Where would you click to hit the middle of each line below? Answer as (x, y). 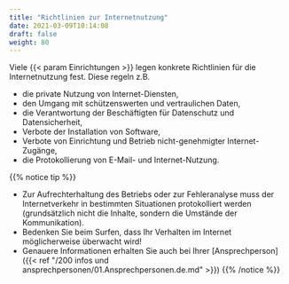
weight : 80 (29, 42)
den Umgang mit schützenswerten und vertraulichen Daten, (131, 104)
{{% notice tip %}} (43, 177)
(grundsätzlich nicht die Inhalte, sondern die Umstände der (129, 213)
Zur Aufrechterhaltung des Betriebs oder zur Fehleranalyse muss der (148, 194)
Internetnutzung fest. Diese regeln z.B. (80, 77)
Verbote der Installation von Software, (91, 132)
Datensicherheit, (52, 122)
